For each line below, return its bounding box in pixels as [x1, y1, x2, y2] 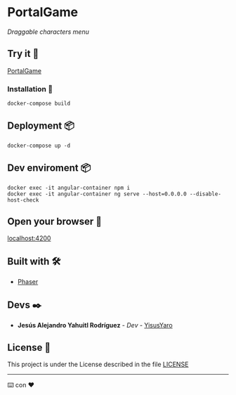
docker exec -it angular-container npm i [7, 184, 131, 191]
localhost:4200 [7, 234, 51, 242]
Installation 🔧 [7, 84, 53, 93]
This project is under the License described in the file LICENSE [7, 360, 189, 368]
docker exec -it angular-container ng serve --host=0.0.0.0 [7, 190, 188, 197]
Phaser [17, 278, 39, 286]
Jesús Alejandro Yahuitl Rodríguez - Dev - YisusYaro [17, 321, 173, 330]
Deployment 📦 [7, 120, 75, 132]
